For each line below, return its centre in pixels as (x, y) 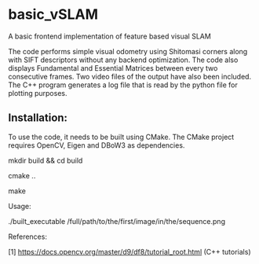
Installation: (38, 118)
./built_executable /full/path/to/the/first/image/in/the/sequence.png (117, 221)
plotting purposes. (38, 93)
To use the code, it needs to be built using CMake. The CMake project (121, 137)
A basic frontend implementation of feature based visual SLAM (110, 36)
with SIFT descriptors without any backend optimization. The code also (123, 60)
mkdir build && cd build (46, 160)
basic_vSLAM (53, 15)
